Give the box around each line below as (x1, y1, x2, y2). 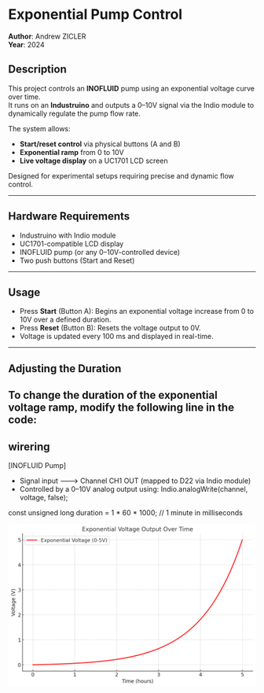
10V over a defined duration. (19, 315, 112, 324)
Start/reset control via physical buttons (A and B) (19, 139, 181, 149)
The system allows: (8, 123, 71, 133)
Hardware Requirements (8, 210, 130, 223)
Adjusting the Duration (8, 362, 122, 375)
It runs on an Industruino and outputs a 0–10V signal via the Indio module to (8, 100, 255, 109)
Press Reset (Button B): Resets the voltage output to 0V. (19, 323, 202, 333)
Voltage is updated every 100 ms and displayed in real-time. (19, 332, 214, 341)
